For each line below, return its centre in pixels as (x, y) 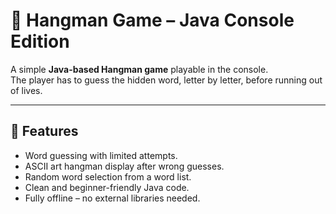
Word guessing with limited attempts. (101, 155)
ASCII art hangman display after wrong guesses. (124, 166)
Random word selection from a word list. (108, 176)
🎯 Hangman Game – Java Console (152, 20)
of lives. (26, 90)
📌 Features (44, 131)
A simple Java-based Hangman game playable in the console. (139, 69)
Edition (40, 41)
